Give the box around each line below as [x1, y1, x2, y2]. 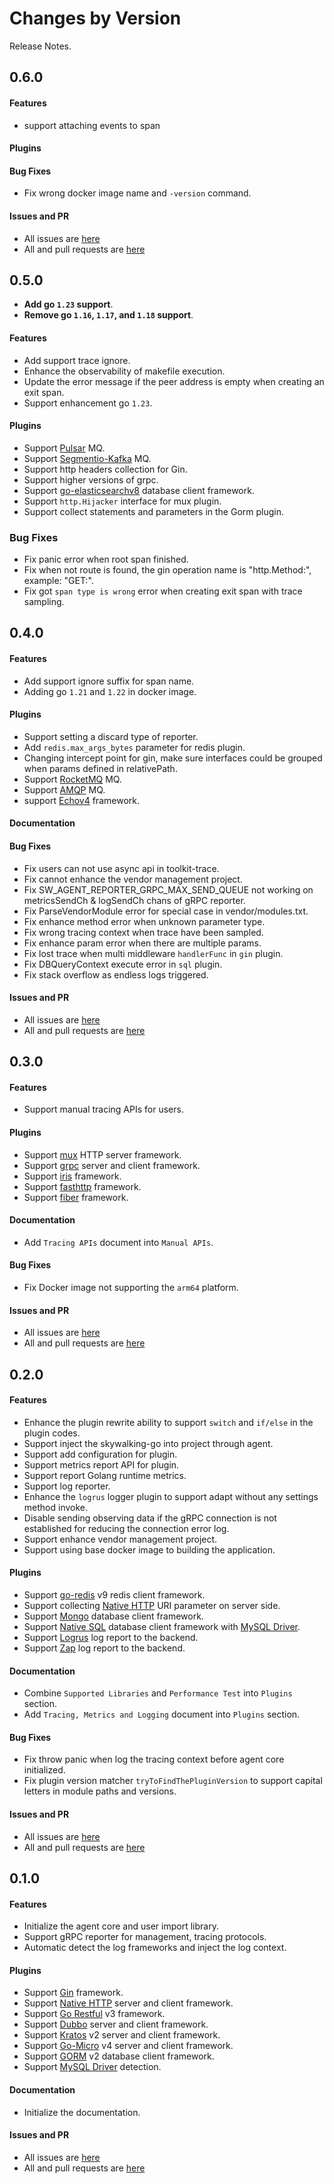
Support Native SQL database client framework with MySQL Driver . [23, 1621, 301, 1633]
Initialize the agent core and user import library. [23, 1920, 219, 1932]
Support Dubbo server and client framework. [23, 2018, 209, 2031]
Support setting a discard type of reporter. [23, 730, 199, 742]
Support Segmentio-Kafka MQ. [23, 452, 152, 464]
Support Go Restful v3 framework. [23, 2008, 166, 2020]
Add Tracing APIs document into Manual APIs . [23, 1236, 214, 1248]
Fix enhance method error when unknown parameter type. [23, 915, 266, 927]
